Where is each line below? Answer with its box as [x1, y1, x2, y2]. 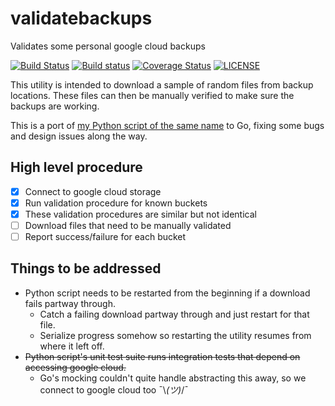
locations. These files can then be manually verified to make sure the [10, 89, 295, 101]
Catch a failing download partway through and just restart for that [39, 308, 310, 320]
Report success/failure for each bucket [24, 231, 187, 242]
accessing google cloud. [24, 361, 127, 373]
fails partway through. [24, 297, 116, 309]
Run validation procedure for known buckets [24, 197, 208, 209]
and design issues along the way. [10, 130, 148, 142]
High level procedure [10, 159, 143, 176]
